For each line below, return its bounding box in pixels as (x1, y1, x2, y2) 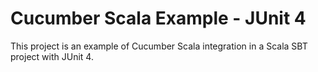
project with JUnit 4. (10, 50, 94, 62)
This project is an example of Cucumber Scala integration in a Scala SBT (10, 40, 308, 52)
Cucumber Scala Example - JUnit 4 (10, 7, 307, 30)
